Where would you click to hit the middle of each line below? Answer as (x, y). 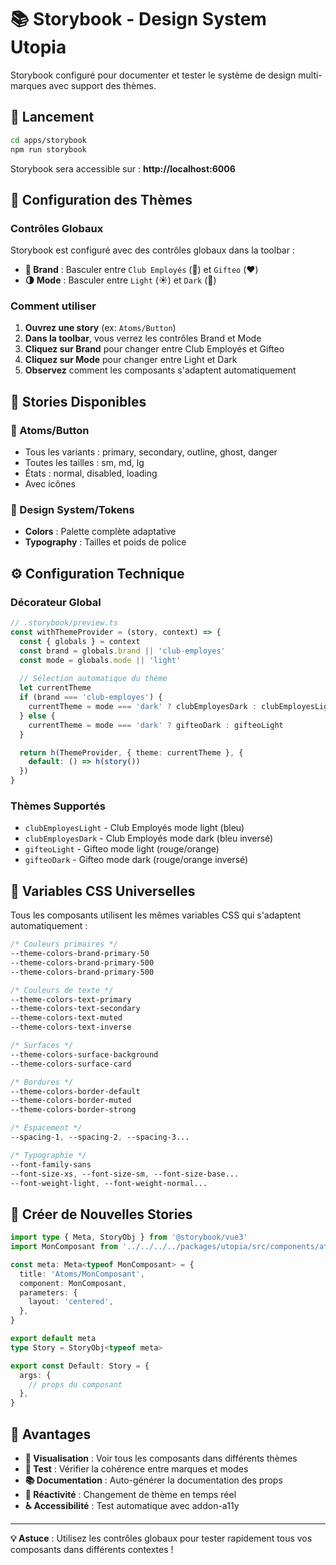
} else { (37, 716)
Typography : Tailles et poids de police (105, 542)
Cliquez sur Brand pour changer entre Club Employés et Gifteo (154, 349)
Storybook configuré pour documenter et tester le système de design (153, 75)
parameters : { (48, 1292)
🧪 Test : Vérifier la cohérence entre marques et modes (136, 1469)
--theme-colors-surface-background (84, 1054)
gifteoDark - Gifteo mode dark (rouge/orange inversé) (136, 860)
